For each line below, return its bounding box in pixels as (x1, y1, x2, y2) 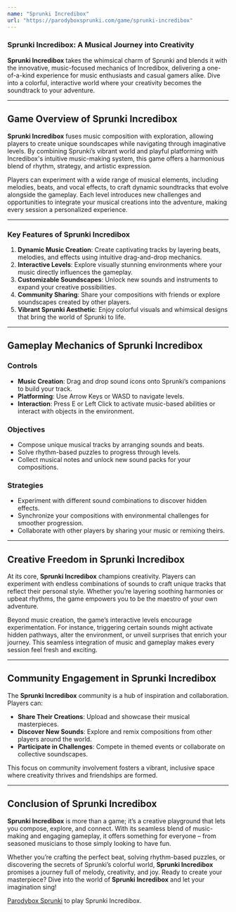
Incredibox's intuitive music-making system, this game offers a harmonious (7, 154, 225, 163)
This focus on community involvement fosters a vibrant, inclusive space (7, 763, 216, 772)
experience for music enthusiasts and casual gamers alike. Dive (36, 71, 221, 80)
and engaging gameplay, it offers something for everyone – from (29, 832, 216, 840)
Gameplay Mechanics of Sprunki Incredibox (7, 339, 203, 352)
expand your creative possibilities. (17, 282, 117, 291)
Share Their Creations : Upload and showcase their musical (17, 712, 190, 720)
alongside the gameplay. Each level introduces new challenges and (7, 190, 202, 199)
